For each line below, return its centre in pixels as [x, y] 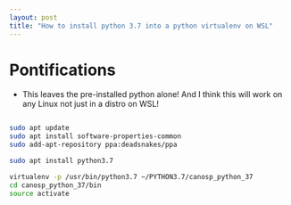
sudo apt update [39, 128]
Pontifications [62, 70]
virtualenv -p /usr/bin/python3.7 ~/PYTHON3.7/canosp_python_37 [131, 176]
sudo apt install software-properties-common [95, 136]
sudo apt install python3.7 [62, 161]
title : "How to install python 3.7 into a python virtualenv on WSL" [141, 26]
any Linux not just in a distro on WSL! [90, 104]
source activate [39, 193]
